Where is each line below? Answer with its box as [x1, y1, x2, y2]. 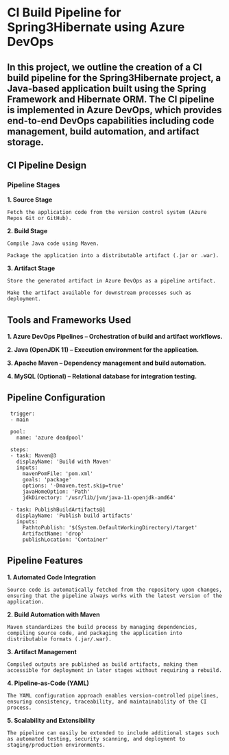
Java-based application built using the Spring [7, 82, 207, 94]
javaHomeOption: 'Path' [22, 488, 91, 495]
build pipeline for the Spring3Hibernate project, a [7, 72, 221, 84]
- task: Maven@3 [10, 452, 57, 459]
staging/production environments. [7, 741, 106, 748]
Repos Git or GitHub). [7, 215, 72, 222]
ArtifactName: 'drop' [22, 530, 84, 537]
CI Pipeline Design [7, 159, 87, 171]
